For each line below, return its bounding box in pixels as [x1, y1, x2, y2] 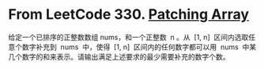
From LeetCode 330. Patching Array [8, 5, 250, 24]
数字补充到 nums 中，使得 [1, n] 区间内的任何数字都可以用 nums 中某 [21, 42, 257, 52]
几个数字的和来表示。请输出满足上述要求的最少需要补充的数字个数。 [8, 52, 230, 61]
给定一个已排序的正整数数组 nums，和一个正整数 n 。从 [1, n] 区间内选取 [8, 32, 249, 42]
